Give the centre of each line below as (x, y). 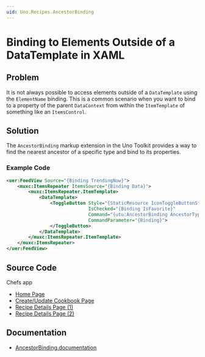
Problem (23, 78)
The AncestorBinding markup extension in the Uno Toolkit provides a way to (102, 146)
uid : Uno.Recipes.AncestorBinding (50, 12)
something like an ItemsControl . (46, 112)
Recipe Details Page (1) (44, 307)
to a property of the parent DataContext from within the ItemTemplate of (95, 105)
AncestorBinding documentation (56, 347)
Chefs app (19, 282)
